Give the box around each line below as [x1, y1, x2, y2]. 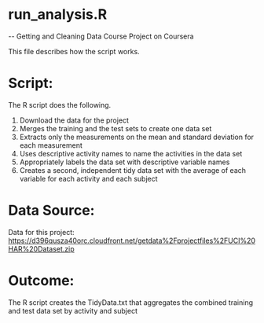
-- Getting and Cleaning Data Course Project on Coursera [8, 31, 194, 41]
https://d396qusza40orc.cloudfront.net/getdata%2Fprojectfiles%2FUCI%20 [8, 236, 256, 245]
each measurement [19, 140, 82, 150]
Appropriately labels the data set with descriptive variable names [19, 157, 230, 167]
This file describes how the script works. [8, 46, 140, 56]
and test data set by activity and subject [8, 306, 137, 315]
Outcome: [8, 272, 75, 289]
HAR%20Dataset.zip [8, 244, 75, 253]
